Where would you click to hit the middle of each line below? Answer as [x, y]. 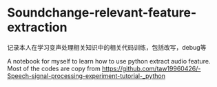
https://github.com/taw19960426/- [152, 68]
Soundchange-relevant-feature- [102, 13]
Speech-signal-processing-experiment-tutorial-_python [86, 76]
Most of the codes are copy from [54, 68]
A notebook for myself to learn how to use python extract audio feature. [109, 61]
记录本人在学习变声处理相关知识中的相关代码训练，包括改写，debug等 [107, 47]
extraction [37, 27]
